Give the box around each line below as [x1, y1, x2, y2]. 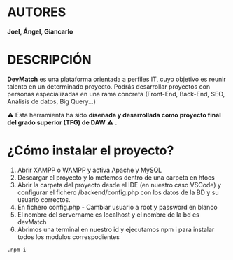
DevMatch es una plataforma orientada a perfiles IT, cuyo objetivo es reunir [7, 75, 226, 83]
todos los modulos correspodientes [17, 232, 120, 241]
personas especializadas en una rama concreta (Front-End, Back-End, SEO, [7, 89, 225, 98]
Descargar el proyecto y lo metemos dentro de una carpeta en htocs [17, 173, 215, 182]
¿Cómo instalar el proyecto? [7, 143, 174, 159]
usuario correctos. [17, 195, 71, 203]
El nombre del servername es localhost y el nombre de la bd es [17, 210, 199, 219]
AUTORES [7, 4, 66, 20]
